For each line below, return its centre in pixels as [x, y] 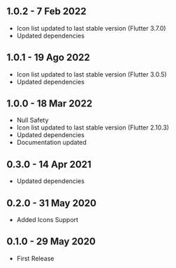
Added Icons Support [47, 220]
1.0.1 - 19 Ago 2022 [48, 57]
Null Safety [32, 120]
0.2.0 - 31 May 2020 [52, 203]
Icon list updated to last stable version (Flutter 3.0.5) [91, 74]
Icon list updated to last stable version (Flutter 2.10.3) [93, 127]
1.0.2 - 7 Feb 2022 [46, 11]
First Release [35, 258]
